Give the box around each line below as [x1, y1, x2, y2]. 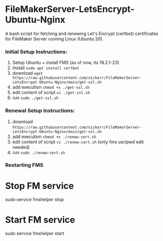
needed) [12, 144, 30, 150]
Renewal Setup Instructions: [5, 107, 76, 114]
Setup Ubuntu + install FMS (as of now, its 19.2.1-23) [12, 60, 120, 66]
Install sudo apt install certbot [12, 65, 80, 71]
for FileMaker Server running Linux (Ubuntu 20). [5, 36, 104, 42]
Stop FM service [5, 180, 74, 191]
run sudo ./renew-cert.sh [12, 149, 66, 155]
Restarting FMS [5, 162, 44, 169]
